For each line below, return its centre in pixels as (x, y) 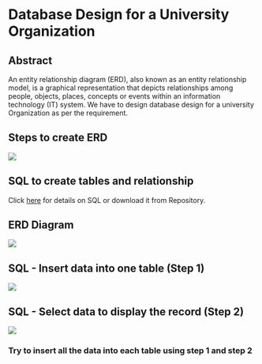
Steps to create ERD (58, 138)
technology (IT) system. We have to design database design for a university (131, 105)
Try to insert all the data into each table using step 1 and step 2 (130, 351)
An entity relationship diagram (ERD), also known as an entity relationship (127, 79)
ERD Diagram (41, 225)
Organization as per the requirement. (68, 113)
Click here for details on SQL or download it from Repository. (107, 200)
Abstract (30, 60)
